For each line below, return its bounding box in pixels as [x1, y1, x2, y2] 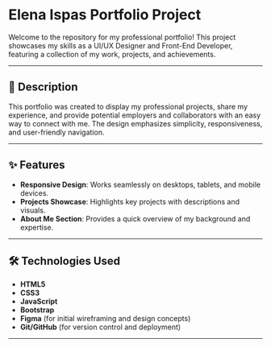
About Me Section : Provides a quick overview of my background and [19, 213, 251, 223]
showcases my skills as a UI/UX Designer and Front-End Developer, [8, 40, 233, 50]
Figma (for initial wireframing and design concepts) [19, 314, 191, 324]
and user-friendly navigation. [8, 127, 105, 137]
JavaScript [19, 296, 58, 307]
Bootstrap [19, 305, 55, 315]
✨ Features [8, 159, 65, 172]
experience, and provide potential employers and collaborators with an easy [8, 110, 261, 120]
